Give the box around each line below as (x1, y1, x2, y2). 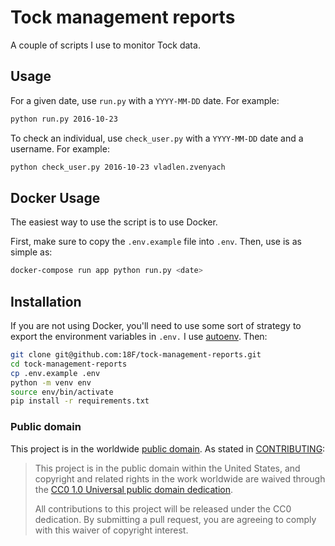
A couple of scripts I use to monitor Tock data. (10, 39, 201, 51)
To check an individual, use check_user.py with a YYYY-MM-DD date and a (10, 132, 304, 144)
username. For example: (10, 142, 110, 155)
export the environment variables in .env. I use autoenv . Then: (10, 331, 268, 342)
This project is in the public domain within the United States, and (34, 462, 301, 474)
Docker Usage (10, 189, 101, 206)
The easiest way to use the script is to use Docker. (10, 216, 218, 228)
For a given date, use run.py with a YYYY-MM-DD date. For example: (10, 94, 280, 106)
